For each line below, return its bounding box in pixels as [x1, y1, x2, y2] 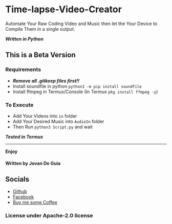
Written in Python [5, 36, 44, 42]
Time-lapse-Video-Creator [5, 4, 122, 15]
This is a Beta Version [5, 51, 76, 59]
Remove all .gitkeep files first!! [12, 78, 80, 84]
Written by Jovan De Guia [5, 160, 61, 166]
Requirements [5, 66, 41, 73]
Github [12, 188, 27, 195]
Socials [5, 175, 30, 184]
